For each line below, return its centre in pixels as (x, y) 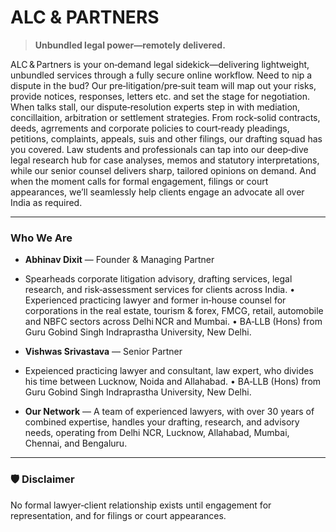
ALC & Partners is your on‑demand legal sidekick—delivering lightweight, (160, 64)
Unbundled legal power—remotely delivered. (130, 45)
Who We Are (41, 238)
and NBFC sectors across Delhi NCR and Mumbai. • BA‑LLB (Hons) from (173, 322)
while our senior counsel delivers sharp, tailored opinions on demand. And (163, 170)
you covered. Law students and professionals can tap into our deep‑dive (159, 149)
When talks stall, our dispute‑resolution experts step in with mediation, (155, 107)
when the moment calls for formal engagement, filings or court (139, 181)
